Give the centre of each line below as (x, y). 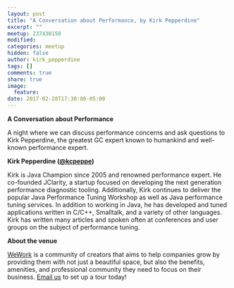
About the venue (32, 241)
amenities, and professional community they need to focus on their (105, 269)
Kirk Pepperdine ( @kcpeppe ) (51, 161)
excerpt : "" (25, 27)
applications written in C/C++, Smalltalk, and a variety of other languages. (115, 212)
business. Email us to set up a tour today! (67, 277)
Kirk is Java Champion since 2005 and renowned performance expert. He (115, 175)
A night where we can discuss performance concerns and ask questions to (116, 132)
